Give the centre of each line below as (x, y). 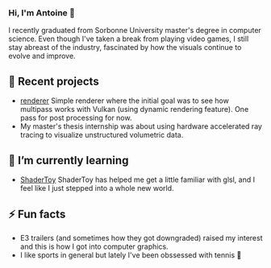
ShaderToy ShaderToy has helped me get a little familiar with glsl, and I (138, 179)
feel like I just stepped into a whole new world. (97, 188)
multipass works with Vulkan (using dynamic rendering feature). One (134, 109)
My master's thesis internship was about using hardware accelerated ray (141, 126)
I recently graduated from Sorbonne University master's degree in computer (135, 31)
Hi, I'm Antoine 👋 (42, 13)
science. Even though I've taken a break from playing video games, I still (129, 39)
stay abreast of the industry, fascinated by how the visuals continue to (125, 47)
